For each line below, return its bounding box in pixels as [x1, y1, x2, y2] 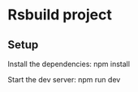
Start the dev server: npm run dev [7, 75, 121, 84]
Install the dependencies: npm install [7, 59, 131, 69]
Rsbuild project [7, 6, 113, 24]
